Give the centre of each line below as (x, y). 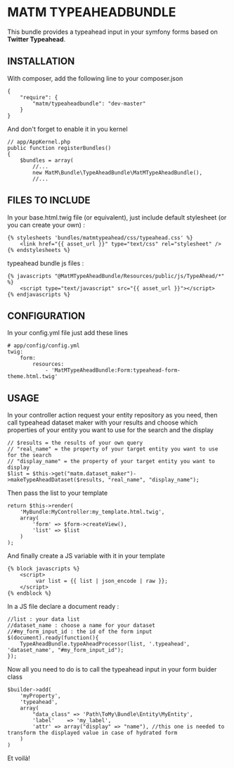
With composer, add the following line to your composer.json (95, 78)
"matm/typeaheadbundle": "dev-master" (89, 103)
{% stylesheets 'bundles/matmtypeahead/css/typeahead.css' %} (100, 238)
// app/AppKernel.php (39, 141)
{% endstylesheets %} (39, 250)
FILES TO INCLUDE (49, 200)
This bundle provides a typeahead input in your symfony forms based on (112, 32)
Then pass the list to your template (58, 493)
